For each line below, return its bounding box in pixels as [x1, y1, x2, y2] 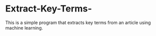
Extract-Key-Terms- [5, 3, 92, 14]
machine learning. [5, 24, 43, 30]
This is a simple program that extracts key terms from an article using [5, 19, 151, 25]
